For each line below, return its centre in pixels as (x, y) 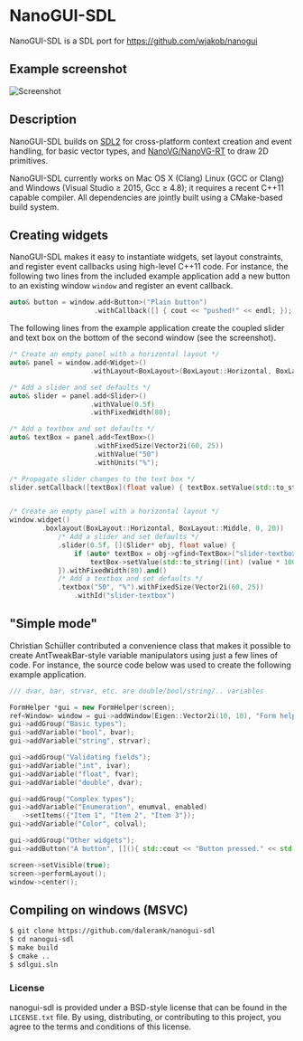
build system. (34, 207)
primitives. (29, 160)
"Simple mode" (53, 624)
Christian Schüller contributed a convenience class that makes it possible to (150, 645)
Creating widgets (59, 235)
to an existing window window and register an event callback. (121, 286)
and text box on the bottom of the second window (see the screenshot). (143, 338)
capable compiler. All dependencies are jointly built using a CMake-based (146, 197)
